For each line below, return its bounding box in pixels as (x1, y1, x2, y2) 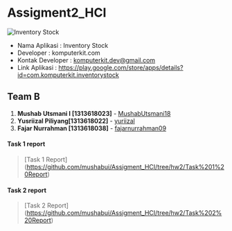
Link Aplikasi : (17, 63, 57, 71)
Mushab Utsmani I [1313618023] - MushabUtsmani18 (17, 109, 171, 117)
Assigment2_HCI (7, 5, 107, 21)
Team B (7, 91, 40, 103)
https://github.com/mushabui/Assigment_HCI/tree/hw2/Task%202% (26, 209, 222, 217)
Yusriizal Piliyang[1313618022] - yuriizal (17, 117, 135, 125)
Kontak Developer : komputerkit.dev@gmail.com (17, 55, 156, 64)
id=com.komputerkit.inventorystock (17, 71, 119, 79)
